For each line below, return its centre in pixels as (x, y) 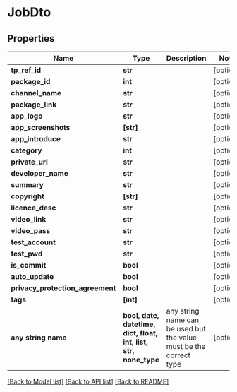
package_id (31, 82)
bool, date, (141, 315)
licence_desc (34, 208)
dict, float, (140, 333)
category (26, 150)
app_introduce (36, 139)
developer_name (39, 173)
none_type (141, 360)
